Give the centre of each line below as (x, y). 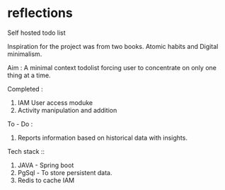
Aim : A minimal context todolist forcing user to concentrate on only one (112, 67)
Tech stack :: (26, 151)
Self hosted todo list (36, 33)
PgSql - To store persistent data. (65, 172)
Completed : (25, 89)
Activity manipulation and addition (67, 110)
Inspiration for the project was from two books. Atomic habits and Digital (113, 46)
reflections (40, 13)
